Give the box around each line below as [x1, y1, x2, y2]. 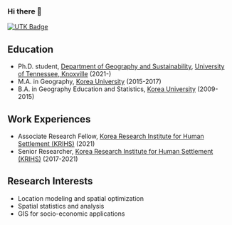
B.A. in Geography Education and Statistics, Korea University [17, 85, 196, 93]
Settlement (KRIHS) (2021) [17, 139, 95, 148]
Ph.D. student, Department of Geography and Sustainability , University [17, 62, 225, 70]
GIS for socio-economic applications [17, 209, 125, 218]
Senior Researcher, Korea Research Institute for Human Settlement [17, 147, 213, 155]
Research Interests [7, 175, 93, 187]
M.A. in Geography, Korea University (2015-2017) [17, 78, 162, 86]
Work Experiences [7, 113, 91, 125]
